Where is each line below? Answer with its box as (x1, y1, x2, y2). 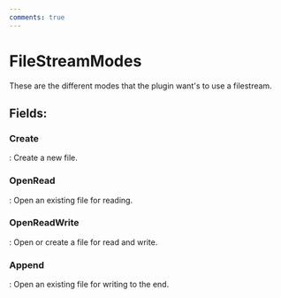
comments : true (9, 12, 65, 22)
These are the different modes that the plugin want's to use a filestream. (9, 80, 272, 91)
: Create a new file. (9, 152, 78, 164)
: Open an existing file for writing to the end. (9, 279, 170, 290)
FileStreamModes (9, 50, 142, 71)
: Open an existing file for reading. (9, 195, 133, 205)
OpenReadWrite (9, 217, 80, 229)
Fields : (9, 105, 48, 120)
